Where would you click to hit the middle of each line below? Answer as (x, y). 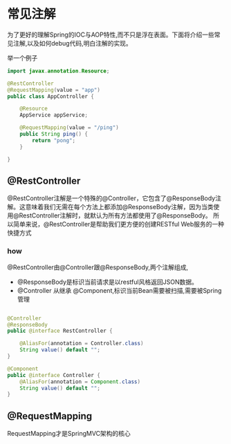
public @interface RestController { (60, 331)
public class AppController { (51, 96)
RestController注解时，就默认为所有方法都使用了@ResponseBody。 (115, 215)
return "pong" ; (54, 140)
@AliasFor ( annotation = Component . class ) (80, 382)
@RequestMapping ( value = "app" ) (54, 90)
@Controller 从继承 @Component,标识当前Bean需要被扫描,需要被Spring (119, 290)
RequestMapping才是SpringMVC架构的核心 (69, 434)
